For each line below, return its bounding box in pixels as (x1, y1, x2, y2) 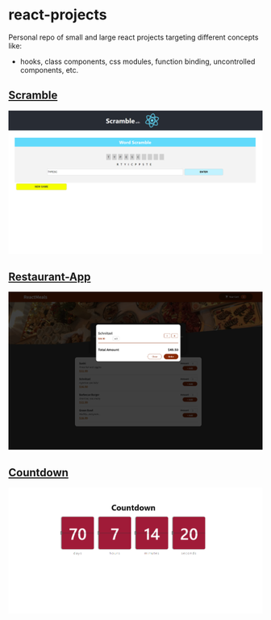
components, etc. (19, 65, 79, 74)
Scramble (8, 89, 58, 103)
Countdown (8, 466, 69, 480)
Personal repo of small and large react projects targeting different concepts (8, 32, 259, 42)
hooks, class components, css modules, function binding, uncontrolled (19, 57, 256, 66)
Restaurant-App (8, 270, 91, 283)
